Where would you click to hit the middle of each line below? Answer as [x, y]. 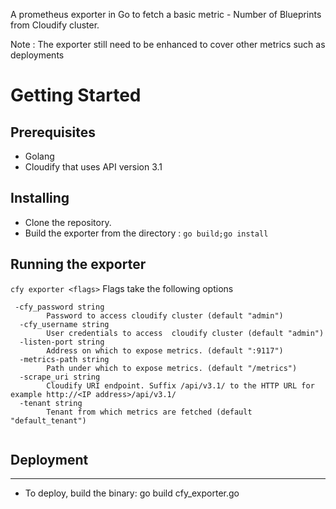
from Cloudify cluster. [55, 25]
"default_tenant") [48, 420]
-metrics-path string [64, 359]
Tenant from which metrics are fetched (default [149, 412]
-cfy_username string [64, 324]
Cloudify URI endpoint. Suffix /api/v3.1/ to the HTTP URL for [180, 385]
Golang [39, 156]
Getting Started [76, 95]
